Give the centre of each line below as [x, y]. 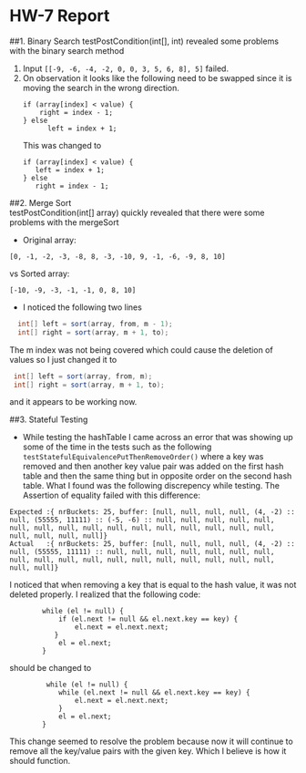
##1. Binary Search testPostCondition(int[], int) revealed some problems [144, 41]
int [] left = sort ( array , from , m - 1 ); [95, 324]
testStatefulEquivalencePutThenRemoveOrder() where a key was [143, 457]
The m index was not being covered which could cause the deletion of [141, 350]
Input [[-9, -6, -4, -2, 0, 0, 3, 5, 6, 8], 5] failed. [126, 68]
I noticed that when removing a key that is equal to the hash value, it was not [153, 585]
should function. [40, 761]
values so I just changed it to [63, 359]
